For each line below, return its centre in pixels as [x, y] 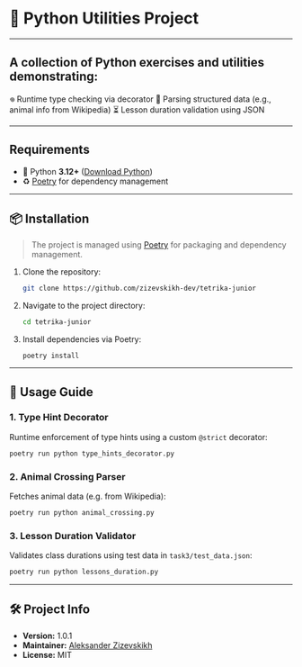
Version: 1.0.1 [47, 635]
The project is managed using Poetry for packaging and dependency [159, 245]
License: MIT [47, 654]
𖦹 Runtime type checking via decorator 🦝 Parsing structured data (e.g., [140, 99]
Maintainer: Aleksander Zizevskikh [87, 645]
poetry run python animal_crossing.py [82, 512]
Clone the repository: [62, 272]
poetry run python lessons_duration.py [84, 572]
